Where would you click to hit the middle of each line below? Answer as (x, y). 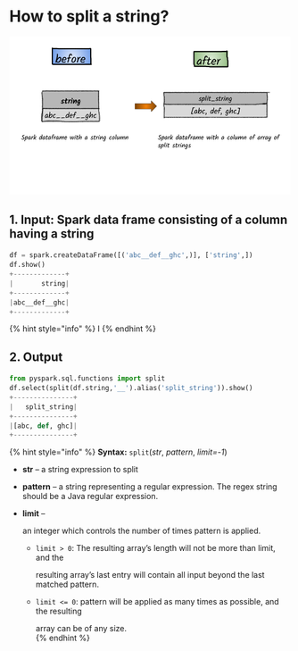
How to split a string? (89, 17)
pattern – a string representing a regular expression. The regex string (150, 487)
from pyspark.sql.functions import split (87, 379)
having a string (52, 234)
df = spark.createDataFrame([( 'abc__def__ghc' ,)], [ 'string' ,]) (131, 255)
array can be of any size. (81, 629)
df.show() (28, 265)
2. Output (36, 357)
